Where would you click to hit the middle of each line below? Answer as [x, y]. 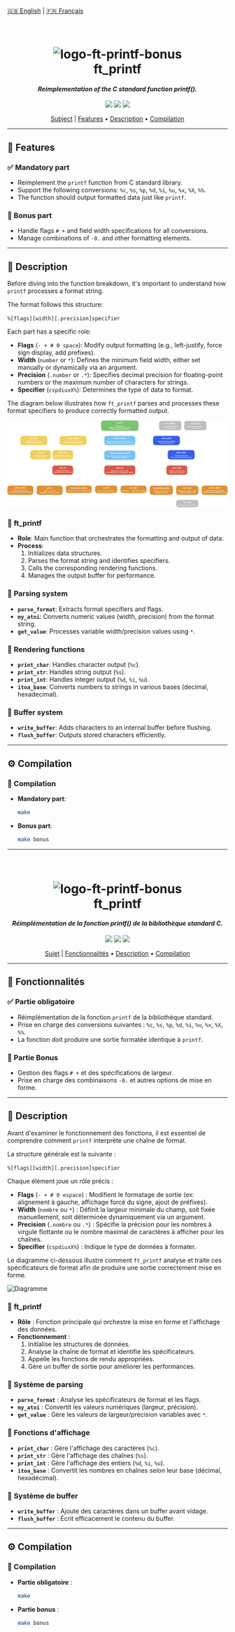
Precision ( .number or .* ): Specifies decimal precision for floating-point [120, 375]
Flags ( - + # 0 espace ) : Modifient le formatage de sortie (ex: [106, 1194]
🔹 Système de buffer [43, 1496]
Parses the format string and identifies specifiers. [99, 561]
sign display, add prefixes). [56, 352]
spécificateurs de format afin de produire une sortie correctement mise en [114, 1267]
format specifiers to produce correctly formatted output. [88, 411]
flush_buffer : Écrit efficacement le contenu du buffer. [96, 1519]
